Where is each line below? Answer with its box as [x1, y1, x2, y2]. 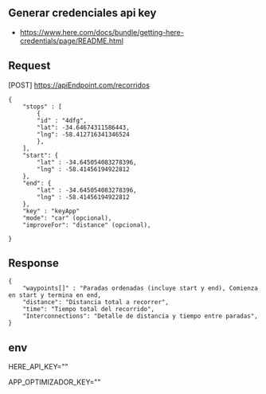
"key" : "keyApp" [22, 207, 80, 215]
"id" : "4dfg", [37, 116, 88, 124]
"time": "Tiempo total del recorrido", [22, 306, 155, 314]
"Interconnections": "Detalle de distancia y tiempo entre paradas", [22, 312, 259, 321]
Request [8, 59, 51, 72]
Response [8, 256, 60, 270]
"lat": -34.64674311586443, [37, 123, 130, 131]
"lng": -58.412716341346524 [37, 131, 130, 138]
